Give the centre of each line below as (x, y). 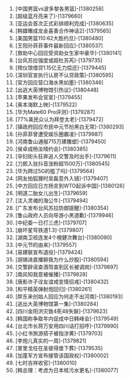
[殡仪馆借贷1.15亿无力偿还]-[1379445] (61, 68)
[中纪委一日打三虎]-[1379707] (51, 223)
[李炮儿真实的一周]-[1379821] (51, 341)
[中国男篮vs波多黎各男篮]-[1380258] (59, 9)
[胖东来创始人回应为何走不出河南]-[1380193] (69, 296)
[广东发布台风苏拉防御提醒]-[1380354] (62, 208)
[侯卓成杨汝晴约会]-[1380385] (51, 149)
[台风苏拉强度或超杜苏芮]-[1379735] (59, 60)
